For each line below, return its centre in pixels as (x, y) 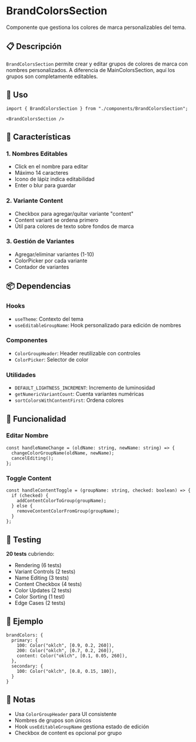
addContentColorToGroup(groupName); (62, 501)
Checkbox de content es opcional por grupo (68, 733)
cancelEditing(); (33, 458)
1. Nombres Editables (37, 154)
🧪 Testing (24, 540)
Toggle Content (29, 478)
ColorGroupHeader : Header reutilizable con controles (77, 353)
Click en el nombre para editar (51, 167)
